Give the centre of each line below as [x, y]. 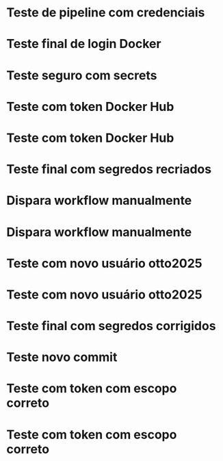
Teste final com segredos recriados [109, 170]
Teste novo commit [62, 357]
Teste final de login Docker [84, 44]
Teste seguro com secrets [82, 75]
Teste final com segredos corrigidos [111, 326]
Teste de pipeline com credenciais [106, 13]
